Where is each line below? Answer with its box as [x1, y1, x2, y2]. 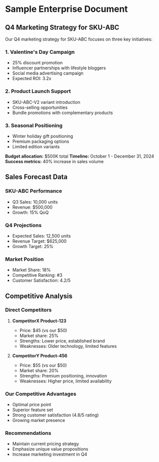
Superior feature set [12, 407, 53, 413]
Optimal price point [12, 402, 52, 408]
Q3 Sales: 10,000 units [12, 199, 58, 205]
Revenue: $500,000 [12, 204, 53, 210]
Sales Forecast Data [5, 173, 68, 181]
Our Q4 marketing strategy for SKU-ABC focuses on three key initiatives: [5, 36, 153, 42]
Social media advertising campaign [12, 70, 84, 76]
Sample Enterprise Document [5, 3, 128, 15]
